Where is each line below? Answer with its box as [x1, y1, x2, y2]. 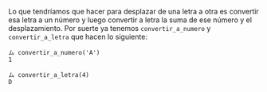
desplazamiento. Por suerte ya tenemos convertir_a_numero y [8, 24, 211, 33]
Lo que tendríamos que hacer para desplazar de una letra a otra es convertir [8, 7, 259, 16]
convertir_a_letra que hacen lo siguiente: [8, 32, 147, 41]
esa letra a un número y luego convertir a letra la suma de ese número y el [8, 15, 253, 25]
